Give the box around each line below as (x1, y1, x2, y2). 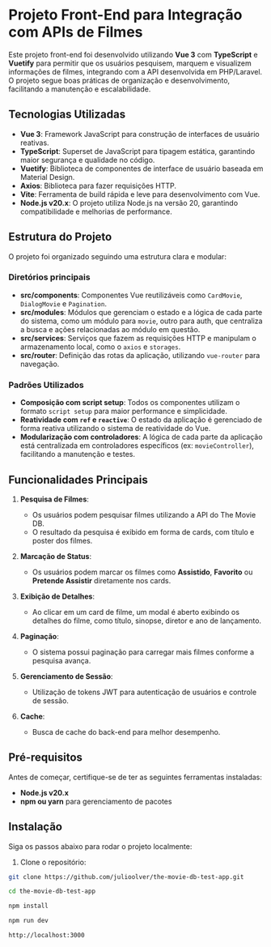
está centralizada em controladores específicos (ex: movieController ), (19, 441, 255, 450)
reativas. (19, 138, 50, 147)
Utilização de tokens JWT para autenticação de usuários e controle (32, 687, 257, 697)
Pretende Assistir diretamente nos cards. (32, 575, 171, 585)
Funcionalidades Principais (8, 472, 148, 487)
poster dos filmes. (32, 535, 93, 545)
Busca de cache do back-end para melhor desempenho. (32, 727, 221, 736)
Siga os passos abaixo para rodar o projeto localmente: (8, 841, 193, 851)
